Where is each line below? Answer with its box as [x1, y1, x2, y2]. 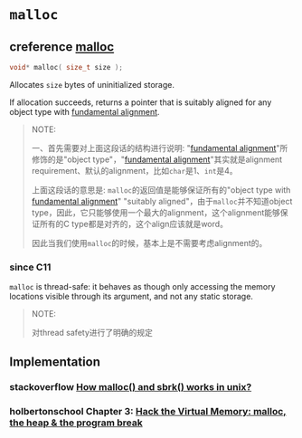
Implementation [9, 354, 101, 369]
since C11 [9, 261, 52, 273]
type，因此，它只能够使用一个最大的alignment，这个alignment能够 [31, 206, 280, 218]
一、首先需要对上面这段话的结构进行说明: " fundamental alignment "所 [31, 142, 288, 153]
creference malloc [9, 39, 115, 54]
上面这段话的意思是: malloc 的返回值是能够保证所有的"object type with [31, 184, 291, 195]
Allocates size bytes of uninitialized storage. [9, 79, 175, 90]
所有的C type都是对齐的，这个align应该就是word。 [39, 218, 229, 229]
